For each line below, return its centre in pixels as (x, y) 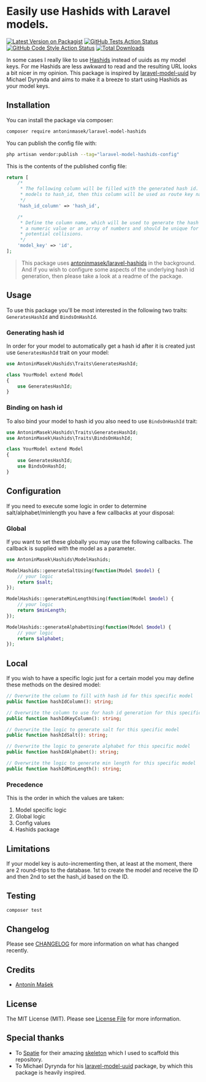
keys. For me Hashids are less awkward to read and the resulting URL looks (102, 66)
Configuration (34, 491)
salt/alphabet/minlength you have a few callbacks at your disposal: (90, 512)
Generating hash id (35, 332)
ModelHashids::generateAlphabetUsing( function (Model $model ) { (89, 627)
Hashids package (37, 829)
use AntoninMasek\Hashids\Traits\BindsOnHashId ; (70, 438)
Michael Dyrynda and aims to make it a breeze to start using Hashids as (97, 79)
